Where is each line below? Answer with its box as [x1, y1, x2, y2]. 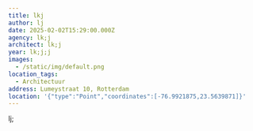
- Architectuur [15, 77, 66, 85]
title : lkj [8, 11, 44, 20]
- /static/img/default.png [15, 63, 105, 71]
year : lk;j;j [8, 48, 52, 56]
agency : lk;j [8, 33, 52, 42]
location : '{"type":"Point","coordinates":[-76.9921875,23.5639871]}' [8, 92, 247, 100]
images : [8, 56, 34, 64]
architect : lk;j [8, 41, 62, 49]
